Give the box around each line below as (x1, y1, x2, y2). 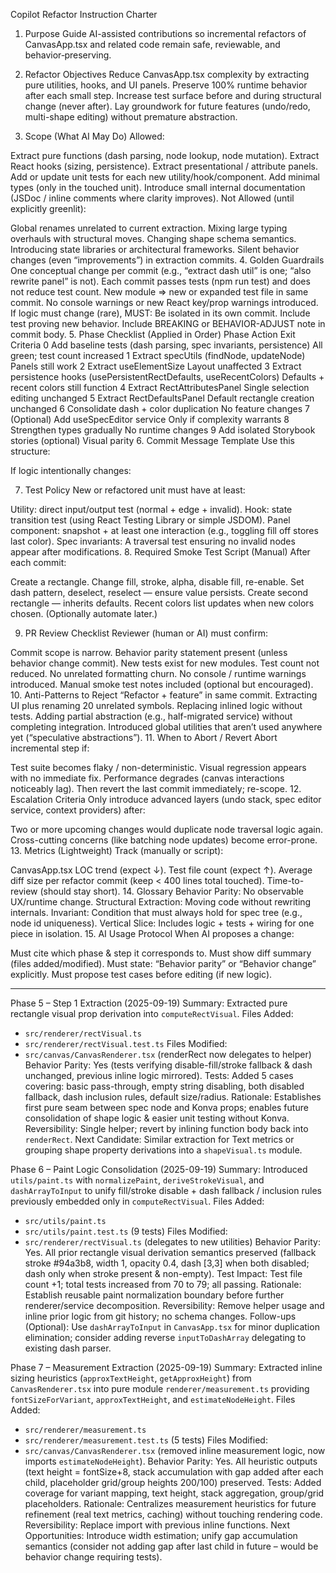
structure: (10, 445, 51, 457)
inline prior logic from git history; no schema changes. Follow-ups (24, 1310, 297, 1322)
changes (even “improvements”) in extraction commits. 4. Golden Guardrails (10, 254, 325, 266)
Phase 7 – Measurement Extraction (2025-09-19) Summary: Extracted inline (10, 1362, 323, 1373)
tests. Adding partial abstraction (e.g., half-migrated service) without (10, 710, 293, 722)
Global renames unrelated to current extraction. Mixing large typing (10, 222, 288, 234)
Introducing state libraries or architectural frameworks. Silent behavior (10, 244, 300, 255)
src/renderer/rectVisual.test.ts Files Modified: (24, 1038, 228, 1049)
